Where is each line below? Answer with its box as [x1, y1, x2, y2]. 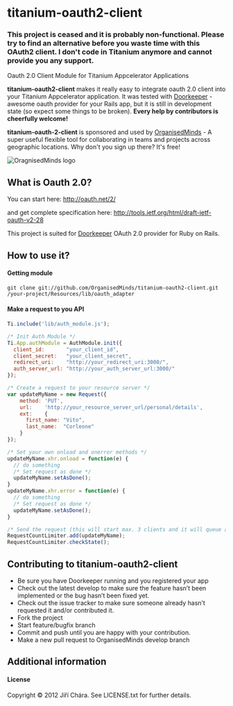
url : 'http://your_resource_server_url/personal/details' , [19, 403, 203, 411]
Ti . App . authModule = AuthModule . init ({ [7, 339, 123, 346]
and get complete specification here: [7, 209, 112, 217]
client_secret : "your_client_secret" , [13, 353, 132, 360]
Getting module [7, 269, 53, 278]
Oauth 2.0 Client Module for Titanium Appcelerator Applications [7, 72, 189, 80]
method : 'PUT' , [19, 397, 64, 404]
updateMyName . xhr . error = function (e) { [7, 488, 126, 495]
